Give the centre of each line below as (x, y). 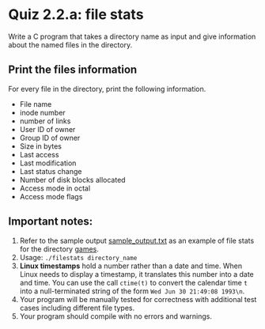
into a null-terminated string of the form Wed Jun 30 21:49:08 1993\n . (132, 291)
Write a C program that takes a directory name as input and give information (132, 36)
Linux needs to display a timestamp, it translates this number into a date (137, 274)
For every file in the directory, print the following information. (107, 89)
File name (36, 104)
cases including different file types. (77, 308)
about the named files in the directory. (70, 44)
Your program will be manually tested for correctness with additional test (138, 299)
